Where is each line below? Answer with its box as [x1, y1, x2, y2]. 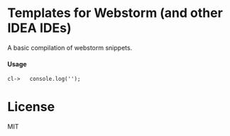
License [7, 99, 55, 115]
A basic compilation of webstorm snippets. [7, 43, 133, 52]
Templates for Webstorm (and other [7, 5, 224, 21]
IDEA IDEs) [7, 20, 72, 36]
